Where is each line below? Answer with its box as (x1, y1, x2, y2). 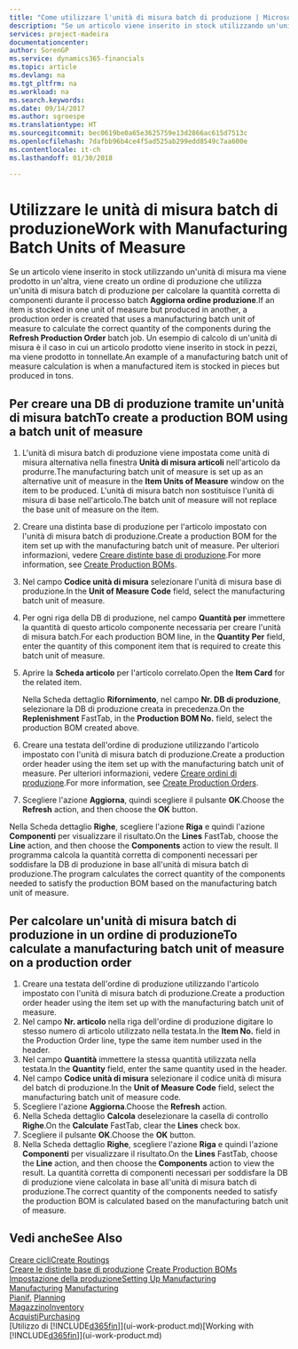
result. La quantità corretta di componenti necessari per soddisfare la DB (21, 1168, 288, 1178)
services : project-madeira (9, 29, 109, 38)
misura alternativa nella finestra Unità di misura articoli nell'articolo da (21, 457, 281, 467)
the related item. (21, 677, 82, 688)
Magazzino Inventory (9, 1301, 84, 1312)
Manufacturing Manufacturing (9, 1282, 119, 1293)
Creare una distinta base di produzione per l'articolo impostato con (21, 522, 268, 532)
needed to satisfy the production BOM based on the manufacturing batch (9, 878, 278, 889)
